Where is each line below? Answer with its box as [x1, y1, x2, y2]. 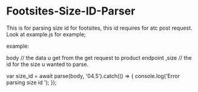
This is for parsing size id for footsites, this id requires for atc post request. [6, 24, 193, 31]
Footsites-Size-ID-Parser [6, 4, 136, 18]
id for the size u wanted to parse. [6, 61, 89, 68]
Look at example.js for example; [6, 30, 86, 38]
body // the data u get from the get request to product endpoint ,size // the [6, 54, 192, 61]
